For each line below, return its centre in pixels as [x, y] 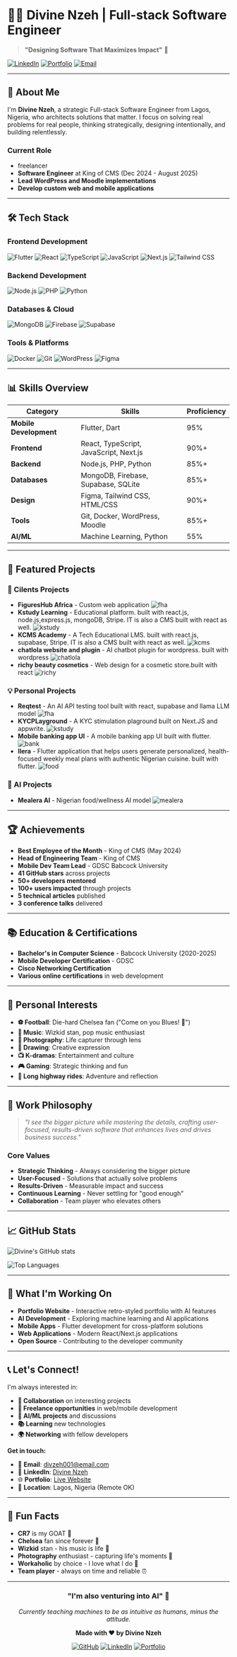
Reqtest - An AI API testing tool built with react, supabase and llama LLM [123, 706]
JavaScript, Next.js [112, 453]
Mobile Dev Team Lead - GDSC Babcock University [92, 865]
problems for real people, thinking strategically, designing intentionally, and [116, 125]
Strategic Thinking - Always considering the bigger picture [104, 1171]
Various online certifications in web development [90, 976]
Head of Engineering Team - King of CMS [79, 858]
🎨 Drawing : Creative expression [64, 1048]
